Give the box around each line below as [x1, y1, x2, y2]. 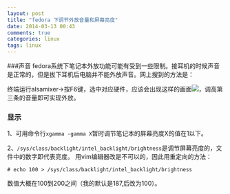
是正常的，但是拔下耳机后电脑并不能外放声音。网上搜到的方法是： [7, 70, 194, 78]
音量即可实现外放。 [25, 94, 80, 102]
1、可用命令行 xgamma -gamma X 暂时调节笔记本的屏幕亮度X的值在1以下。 [7, 129, 208, 138]
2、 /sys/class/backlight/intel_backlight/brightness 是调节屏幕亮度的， [7, 144, 217, 152]
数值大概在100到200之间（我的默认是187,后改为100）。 [7, 180, 161, 188]
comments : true [7, 29, 51, 36]
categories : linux [7, 36, 60, 43]
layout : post [7, 10, 45, 17]
